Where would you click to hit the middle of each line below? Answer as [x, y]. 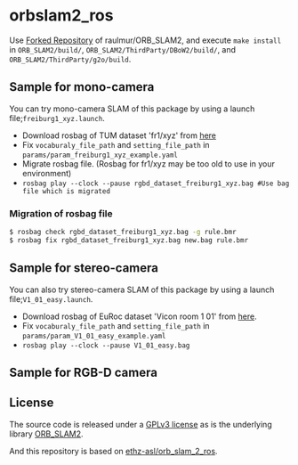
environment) [47, 173]
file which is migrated [66, 191]
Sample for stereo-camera [84, 268]
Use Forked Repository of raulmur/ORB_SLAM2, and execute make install [145, 40]
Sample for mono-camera [82, 87]
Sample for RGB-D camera [84, 372]
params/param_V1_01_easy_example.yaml [94, 336]
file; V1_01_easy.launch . [51, 298]
